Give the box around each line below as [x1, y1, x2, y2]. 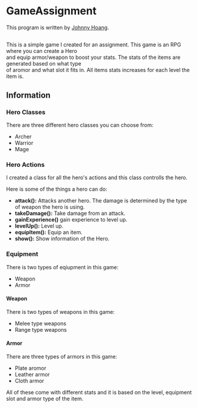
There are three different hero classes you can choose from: [6, 122, 154, 129]
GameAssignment [6, 4, 97, 18]
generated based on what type [6, 60, 82, 67]
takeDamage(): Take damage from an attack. [14, 210, 126, 217]
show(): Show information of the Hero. [14, 235, 110, 242]
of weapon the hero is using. [14, 204, 85, 211]
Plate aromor [14, 365, 46, 372]
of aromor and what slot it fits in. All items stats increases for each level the [6, 67, 190, 74]
